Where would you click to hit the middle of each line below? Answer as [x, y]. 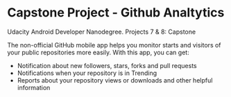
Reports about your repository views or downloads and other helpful [115, 80]
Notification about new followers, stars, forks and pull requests [107, 65]
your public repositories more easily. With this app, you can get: [98, 52]
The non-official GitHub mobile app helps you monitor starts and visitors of [114, 45]
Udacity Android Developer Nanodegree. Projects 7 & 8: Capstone [102, 32]
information [34, 87]
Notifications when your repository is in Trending [87, 73]
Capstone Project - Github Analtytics [116, 13]
